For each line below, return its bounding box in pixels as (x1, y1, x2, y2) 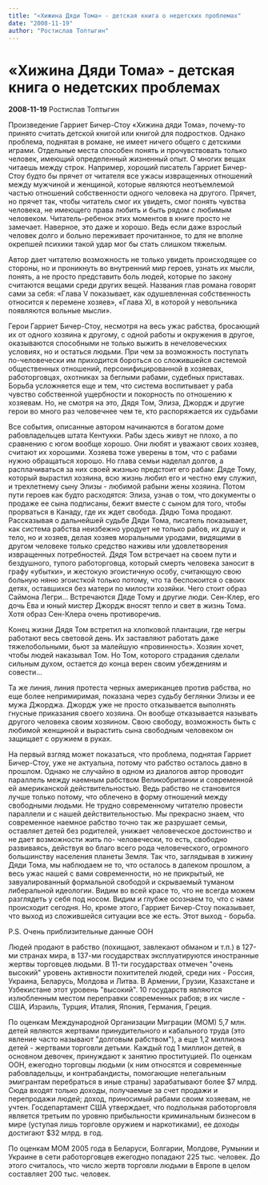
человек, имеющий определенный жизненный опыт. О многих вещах (8, 154, 246, 164)
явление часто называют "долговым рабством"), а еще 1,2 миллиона (8, 1034, 246, 1044)
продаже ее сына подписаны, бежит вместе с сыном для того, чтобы (8, 498, 246, 509)
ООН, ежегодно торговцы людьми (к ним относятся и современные (8, 1060, 242, 1070)
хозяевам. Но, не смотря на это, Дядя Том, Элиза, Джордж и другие (8, 398, 246, 408)
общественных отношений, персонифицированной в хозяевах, (8, 364, 224, 373)
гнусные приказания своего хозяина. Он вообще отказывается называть (8, 708, 258, 718)
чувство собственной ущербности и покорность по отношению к (8, 389, 233, 399)
